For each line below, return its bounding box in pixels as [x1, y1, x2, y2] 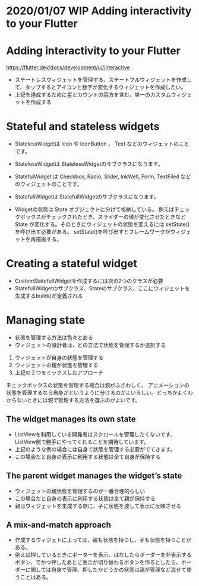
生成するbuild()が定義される [14, 292, 83, 299]
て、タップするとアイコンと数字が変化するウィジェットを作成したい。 [14, 83, 187, 91]
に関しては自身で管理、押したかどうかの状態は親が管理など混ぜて [25, 566, 187, 573]
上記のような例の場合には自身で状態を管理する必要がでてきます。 [14, 445, 176, 452]
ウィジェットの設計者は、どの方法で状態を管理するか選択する [14, 341, 166, 348]
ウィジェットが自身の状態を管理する [14, 354, 104, 361]
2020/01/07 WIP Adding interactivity [6, 4, 192, 18]
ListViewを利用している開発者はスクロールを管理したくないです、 [14, 430, 176, 438]
